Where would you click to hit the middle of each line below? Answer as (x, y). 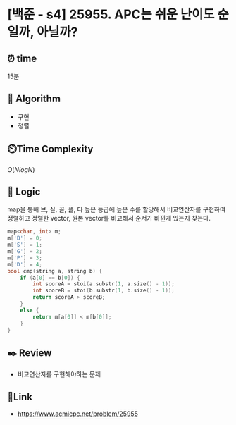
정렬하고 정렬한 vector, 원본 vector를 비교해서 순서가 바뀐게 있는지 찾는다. (109, 218)
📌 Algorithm (34, 99)
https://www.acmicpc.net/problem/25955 (78, 414)
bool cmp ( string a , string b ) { (55, 271)
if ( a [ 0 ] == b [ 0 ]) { (50, 278)
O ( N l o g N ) (21, 169)
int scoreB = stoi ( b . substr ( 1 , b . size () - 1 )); (104, 291)
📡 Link (20, 396)
